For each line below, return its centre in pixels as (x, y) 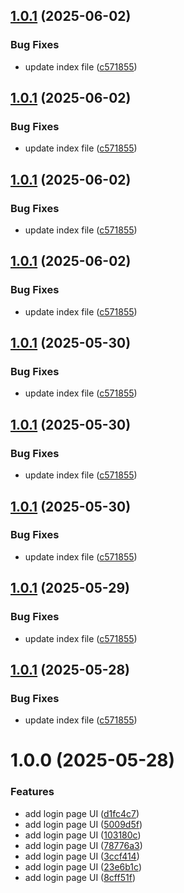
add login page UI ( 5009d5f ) (83, 824)
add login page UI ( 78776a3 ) (83, 845)
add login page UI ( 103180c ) (83, 835)
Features (32, 792)
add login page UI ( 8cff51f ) (80, 877)
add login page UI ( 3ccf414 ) (82, 856)
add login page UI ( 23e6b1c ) (83, 866)
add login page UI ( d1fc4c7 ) (82, 813)
